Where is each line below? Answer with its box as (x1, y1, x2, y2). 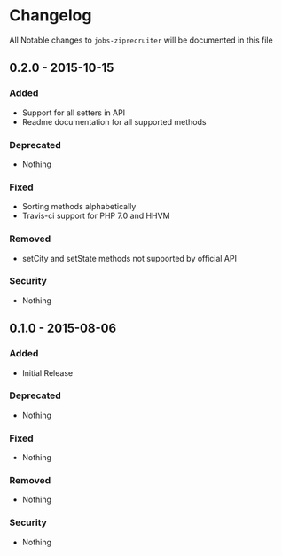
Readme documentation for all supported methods (21, 116, 207, 127)
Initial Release (21, 367, 74, 378)
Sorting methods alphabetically (21, 201, 137, 212)
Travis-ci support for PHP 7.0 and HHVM (21, 210, 170, 222)
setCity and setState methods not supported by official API (21, 253, 238, 263)
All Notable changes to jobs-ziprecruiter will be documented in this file (9, 35, 273, 45)
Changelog (9, 5, 92, 26)
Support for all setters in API (21, 107, 126, 118)
